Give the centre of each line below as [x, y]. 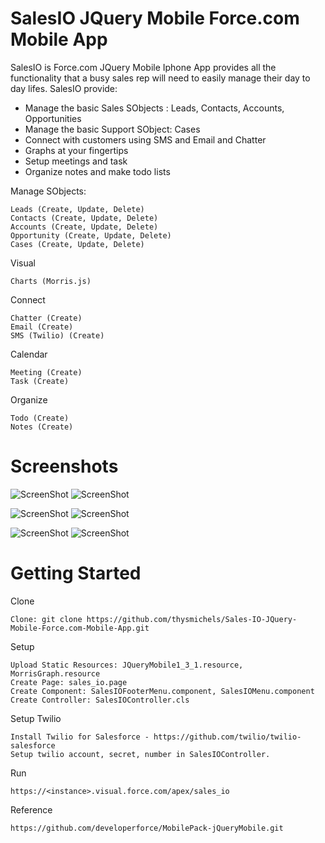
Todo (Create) [40, 418]
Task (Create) [40, 381]
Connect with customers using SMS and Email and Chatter [145, 139]
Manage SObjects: [48, 191]
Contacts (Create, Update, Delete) [84, 218]
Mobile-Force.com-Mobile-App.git [80, 628]
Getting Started [76, 573]
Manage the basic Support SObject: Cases [112, 129]
